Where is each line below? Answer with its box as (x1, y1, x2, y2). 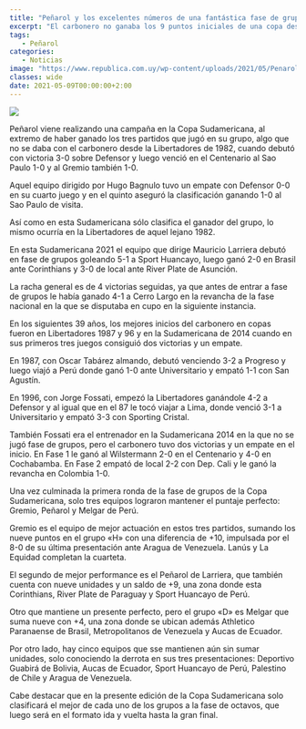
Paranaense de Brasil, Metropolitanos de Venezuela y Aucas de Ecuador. (9, 625, 283, 636)
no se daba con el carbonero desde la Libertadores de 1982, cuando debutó (9, 142, 295, 153)
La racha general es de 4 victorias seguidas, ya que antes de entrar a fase (9, 281, 289, 292)
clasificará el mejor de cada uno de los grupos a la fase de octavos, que (9, 699, 280, 711)
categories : (9, 47, 55, 56)
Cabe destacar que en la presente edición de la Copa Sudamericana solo (9, 690, 284, 701)
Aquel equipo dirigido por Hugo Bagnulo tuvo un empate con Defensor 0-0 (9, 180, 291, 190)
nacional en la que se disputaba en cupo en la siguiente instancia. (9, 300, 257, 311)
